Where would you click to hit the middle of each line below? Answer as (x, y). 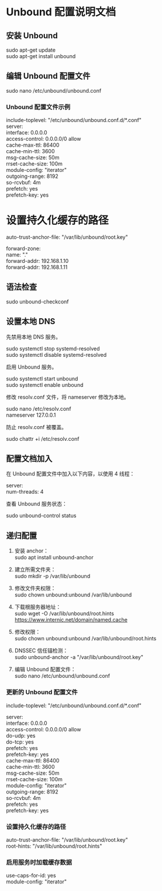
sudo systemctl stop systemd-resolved (53, 348)
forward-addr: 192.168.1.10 (37, 261)
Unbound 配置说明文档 (61, 12)
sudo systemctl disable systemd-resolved (56, 355)
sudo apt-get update (31, 50)
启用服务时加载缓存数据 (39, 862)
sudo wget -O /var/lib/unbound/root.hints (64, 613)
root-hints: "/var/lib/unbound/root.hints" (54, 846)
